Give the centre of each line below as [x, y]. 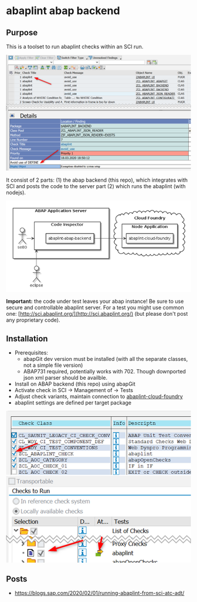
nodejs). [16, 193]
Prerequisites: [31, 353]
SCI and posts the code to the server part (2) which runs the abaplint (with [96, 186]
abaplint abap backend [63, 11]
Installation [27, 338]
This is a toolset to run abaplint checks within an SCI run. [75, 46]
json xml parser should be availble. [65, 378]
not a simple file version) [53, 365]
